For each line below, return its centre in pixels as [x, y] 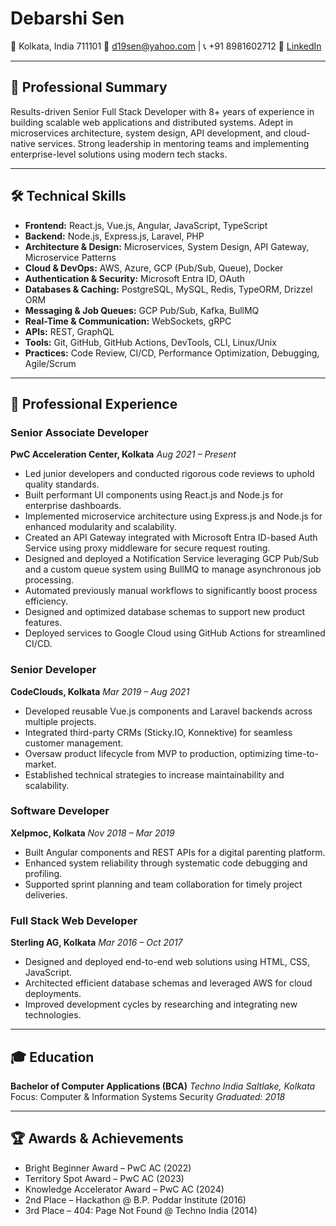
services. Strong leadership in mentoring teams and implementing [173, 143]
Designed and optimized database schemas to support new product [165, 612]
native [23, 143]
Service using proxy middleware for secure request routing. [147, 548]
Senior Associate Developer [79, 432]
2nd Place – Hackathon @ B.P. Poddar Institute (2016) [135, 1199]
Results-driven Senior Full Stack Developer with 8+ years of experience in [162, 111]
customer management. [74, 743]
